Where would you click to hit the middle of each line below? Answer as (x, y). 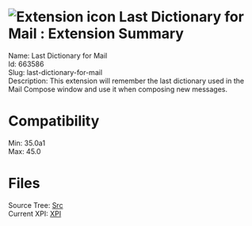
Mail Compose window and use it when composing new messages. (118, 89)
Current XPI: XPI (35, 213)
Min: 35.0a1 (27, 143)
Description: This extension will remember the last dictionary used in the (126, 81)
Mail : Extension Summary (96, 34)
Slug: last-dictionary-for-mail (55, 72)
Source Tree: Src (36, 205)
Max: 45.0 (25, 151)
